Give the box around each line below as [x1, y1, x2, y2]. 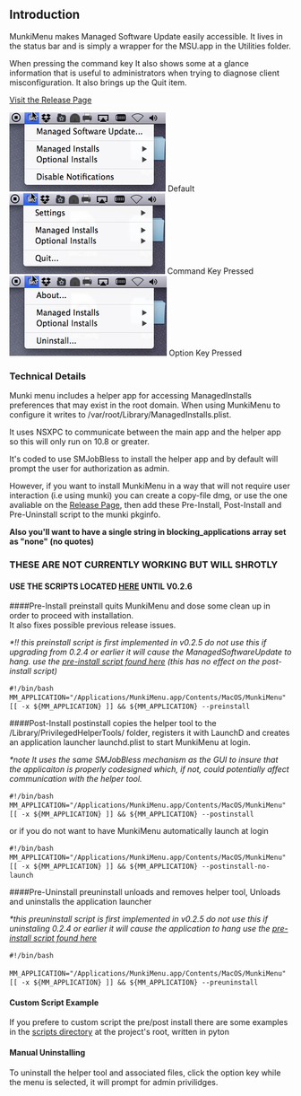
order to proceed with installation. [9, 610, 134, 621]
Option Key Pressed [168, 347, 242, 358]
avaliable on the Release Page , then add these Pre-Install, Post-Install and [9, 500, 282, 511]
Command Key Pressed [167, 265, 254, 276]
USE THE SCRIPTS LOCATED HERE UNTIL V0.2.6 [9, 581, 193, 592]
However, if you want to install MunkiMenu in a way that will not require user [9, 480, 291, 492]
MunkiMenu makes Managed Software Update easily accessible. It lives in [9, 31, 284, 41]
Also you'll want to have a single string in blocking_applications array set [9, 527, 287, 538]
